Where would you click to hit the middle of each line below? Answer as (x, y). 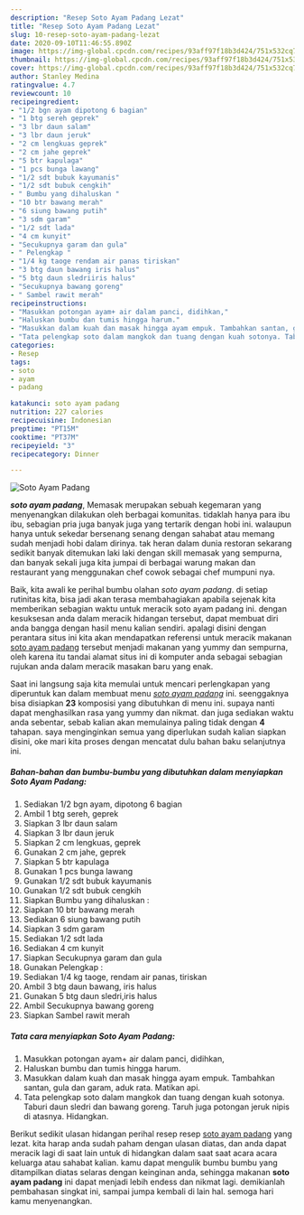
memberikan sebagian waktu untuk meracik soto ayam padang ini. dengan (149, 609)
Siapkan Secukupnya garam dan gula (92, 958)
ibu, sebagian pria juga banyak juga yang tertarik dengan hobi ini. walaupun (151, 524)
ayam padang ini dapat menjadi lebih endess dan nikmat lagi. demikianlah (147, 1182)
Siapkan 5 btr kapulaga (66, 862)
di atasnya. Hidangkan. (66, 1117)
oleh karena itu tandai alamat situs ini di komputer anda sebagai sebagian (147, 657)
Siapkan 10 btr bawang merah (78, 910)
